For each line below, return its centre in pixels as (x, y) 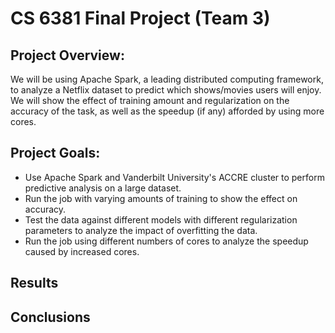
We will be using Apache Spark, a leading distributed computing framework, (167, 79)
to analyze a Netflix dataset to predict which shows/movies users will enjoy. (166, 90)
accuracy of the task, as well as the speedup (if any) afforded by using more (167, 111)
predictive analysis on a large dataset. (103, 188)
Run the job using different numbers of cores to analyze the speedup (166, 241)
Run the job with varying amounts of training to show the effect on (161, 198)
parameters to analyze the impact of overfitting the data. (141, 230)
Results (34, 283)
